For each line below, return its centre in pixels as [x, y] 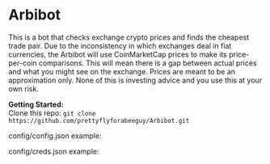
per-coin [23, 63]
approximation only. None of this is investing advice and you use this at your [135, 80]
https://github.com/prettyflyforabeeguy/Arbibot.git [99, 120]
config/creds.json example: [54, 151]
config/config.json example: [55, 136]
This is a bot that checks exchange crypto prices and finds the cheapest [129, 37]
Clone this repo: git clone [52, 113]
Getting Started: [36, 104]
